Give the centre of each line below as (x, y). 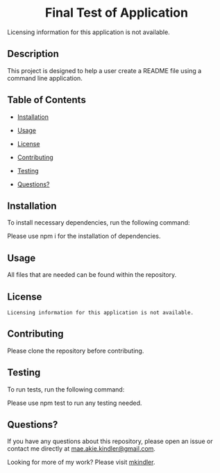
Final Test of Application (117, 13)
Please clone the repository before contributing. (76, 351)
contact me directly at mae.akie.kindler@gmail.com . (82, 449)
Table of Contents (47, 100)
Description (33, 54)
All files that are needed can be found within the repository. (92, 275)
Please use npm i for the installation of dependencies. (84, 236)
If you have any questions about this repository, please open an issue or (110, 441)
